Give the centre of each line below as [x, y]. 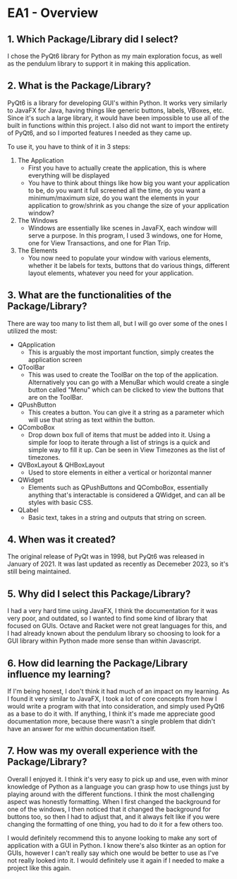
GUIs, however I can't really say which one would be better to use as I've [113, 853]
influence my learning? [59, 674]
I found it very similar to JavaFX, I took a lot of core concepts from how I [112, 699]
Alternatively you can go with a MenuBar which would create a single [128, 382]
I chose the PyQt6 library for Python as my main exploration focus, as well [115, 56]
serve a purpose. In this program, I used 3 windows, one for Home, [126, 235]
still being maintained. [39, 571]
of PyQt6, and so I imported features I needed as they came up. [99, 133]
